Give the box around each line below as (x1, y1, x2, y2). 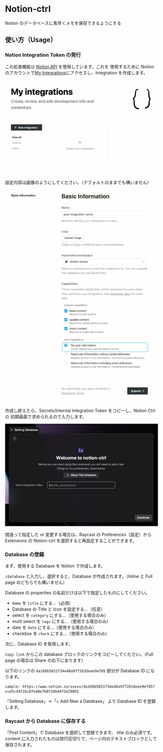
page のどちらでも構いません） (5, 579, 67, 585)
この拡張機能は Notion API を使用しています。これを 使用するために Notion (5, 63, 154, 69)
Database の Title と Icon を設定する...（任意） (12, 606, 105, 612)
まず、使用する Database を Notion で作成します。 (5, 563, 105, 569)
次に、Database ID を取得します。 (5, 641, 73, 647)
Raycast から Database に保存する (5, 717, 86, 724)
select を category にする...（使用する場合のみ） (12, 613, 109, 618)
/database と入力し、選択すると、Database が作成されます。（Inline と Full (5, 574, 153, 579)
